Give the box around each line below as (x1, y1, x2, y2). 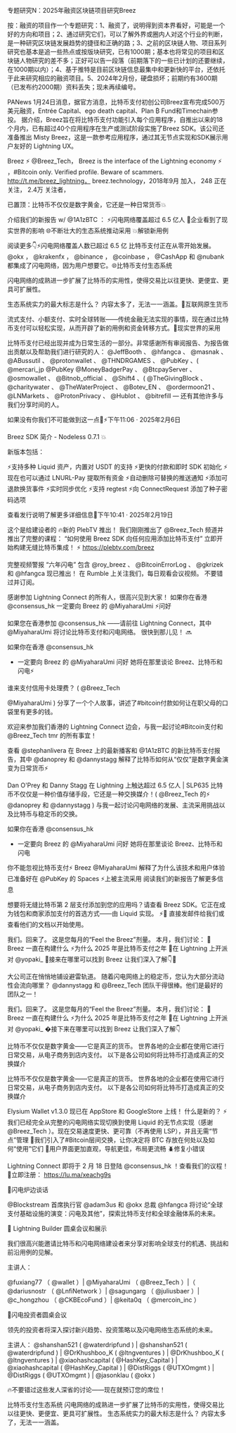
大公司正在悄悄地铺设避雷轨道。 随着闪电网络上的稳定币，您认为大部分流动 (7, 972, 225, 980)
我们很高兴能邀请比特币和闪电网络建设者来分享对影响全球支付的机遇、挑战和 (7, 1239, 229, 1248)
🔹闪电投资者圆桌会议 (7, 1310, 67, 1319)
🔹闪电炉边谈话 (7, 1186, 49, 1193)
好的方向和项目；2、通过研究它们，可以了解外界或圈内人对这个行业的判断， (7, 30, 227, 38)
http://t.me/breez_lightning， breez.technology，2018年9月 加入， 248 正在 (7, 177, 227, 185)
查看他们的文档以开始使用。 (7, 921, 88, 928)
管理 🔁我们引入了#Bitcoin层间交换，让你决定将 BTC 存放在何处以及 (16, 1136, 209, 1144)
